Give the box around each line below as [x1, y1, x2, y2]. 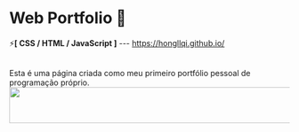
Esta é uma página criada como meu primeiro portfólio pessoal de [9, 67, 251, 78]
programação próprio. [9, 77, 90, 88]
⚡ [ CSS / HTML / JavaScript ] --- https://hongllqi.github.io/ [9, 37, 225, 48]
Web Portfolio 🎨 [9, 8, 127, 28]
